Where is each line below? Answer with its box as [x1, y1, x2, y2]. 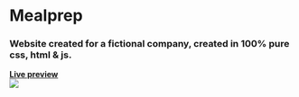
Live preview [9, 69, 59, 80]
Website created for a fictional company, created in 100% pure [9, 38, 290, 50]
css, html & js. [9, 48, 72, 61]
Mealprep [9, 5, 83, 26]
